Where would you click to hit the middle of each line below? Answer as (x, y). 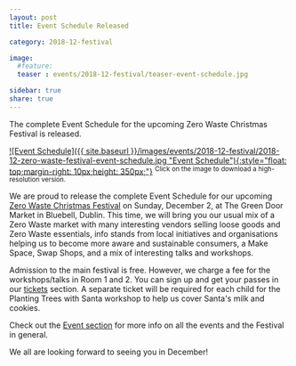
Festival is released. (45, 134)
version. (54, 180)
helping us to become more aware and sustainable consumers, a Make (139, 244)
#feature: (35, 66)
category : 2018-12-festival (61, 42)
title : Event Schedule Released (69, 26)
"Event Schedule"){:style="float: (228, 160)
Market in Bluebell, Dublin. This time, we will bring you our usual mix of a (142, 216)
